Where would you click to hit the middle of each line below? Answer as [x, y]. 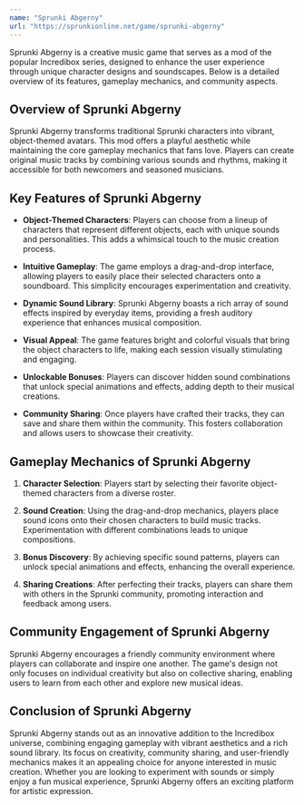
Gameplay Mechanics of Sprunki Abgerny [130, 462]
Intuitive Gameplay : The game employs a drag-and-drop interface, [148, 267]
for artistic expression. [51, 790]
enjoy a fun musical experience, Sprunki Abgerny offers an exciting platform [152, 781]
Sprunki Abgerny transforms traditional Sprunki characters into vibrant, [142, 131]
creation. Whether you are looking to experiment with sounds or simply [142, 771]
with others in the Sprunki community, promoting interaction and [143, 594]
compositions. [49, 539]
